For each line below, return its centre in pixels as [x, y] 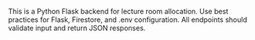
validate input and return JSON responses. [77, 28]
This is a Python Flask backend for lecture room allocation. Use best [118, 11]
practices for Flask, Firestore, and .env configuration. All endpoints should [127, 20]
